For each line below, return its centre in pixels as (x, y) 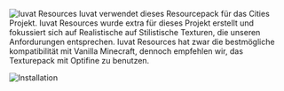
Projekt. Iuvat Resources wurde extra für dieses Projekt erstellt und (132, 23)
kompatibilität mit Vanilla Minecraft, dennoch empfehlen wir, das (126, 51)
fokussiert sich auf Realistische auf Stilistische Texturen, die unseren (135, 32)
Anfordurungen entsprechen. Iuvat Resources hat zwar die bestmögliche (142, 42)
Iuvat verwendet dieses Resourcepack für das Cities (174, 14)
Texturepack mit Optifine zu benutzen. (79, 61)
